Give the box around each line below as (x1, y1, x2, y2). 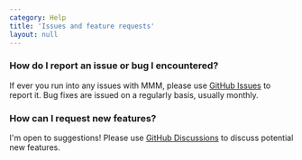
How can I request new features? (9, 111, 157, 124)
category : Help (9, 13, 67, 22)
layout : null (9, 30, 59, 39)
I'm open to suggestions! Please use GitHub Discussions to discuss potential (9, 132, 294, 143)
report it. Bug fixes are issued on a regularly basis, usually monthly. (9, 89, 259, 100)
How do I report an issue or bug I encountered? (9, 59, 219, 72)
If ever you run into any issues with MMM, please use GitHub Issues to (9, 80, 271, 91)
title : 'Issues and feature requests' (9, 22, 155, 31)
